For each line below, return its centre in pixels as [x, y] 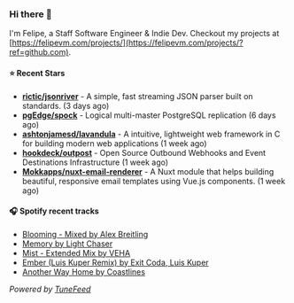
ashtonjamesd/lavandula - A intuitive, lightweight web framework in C [151, 134]
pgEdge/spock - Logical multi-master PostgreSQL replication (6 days [149, 115]
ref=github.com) [39, 52]
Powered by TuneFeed [50, 289]
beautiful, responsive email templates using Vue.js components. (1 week [154, 181]
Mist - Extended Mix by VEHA [76, 252]
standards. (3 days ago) [66, 105]
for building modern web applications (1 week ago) [114, 143]
